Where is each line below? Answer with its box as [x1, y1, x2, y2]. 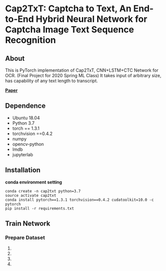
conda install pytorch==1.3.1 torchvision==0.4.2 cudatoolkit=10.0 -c [5, 197, 154, 202]
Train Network [5, 220, 51, 228]
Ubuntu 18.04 [12, 115, 40, 121]
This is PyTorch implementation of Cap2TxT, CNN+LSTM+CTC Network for [5, 67, 159, 73]
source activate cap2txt [5, 193, 56, 198]
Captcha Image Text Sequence [5, 24, 134, 35]
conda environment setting [5, 179, 62, 185]
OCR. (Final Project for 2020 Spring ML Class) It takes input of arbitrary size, [5, 73, 162, 78]
